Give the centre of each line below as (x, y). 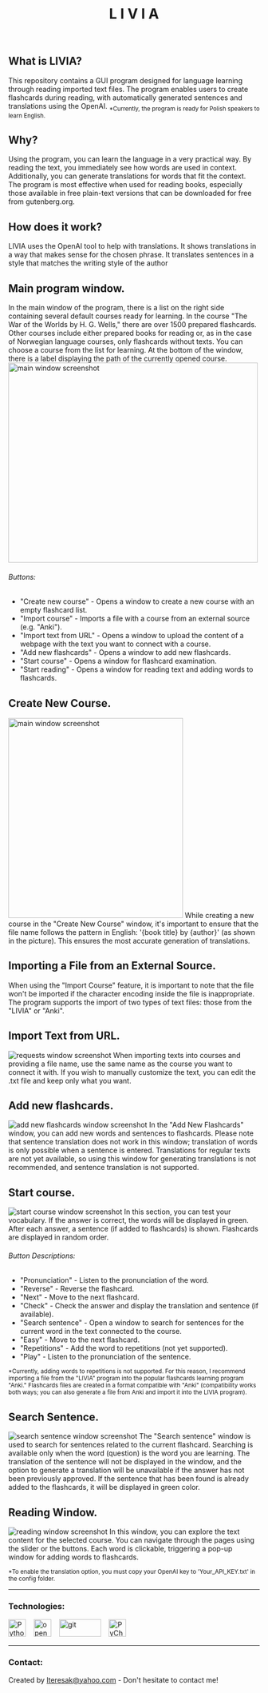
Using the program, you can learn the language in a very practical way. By (130, 159)
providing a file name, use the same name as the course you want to (120, 1064)
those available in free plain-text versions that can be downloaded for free (130, 194)
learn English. (27, 116)
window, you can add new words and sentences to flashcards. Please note (131, 1133)
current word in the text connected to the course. (100, 1332)
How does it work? (55, 227)
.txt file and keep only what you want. (70, 1080)
